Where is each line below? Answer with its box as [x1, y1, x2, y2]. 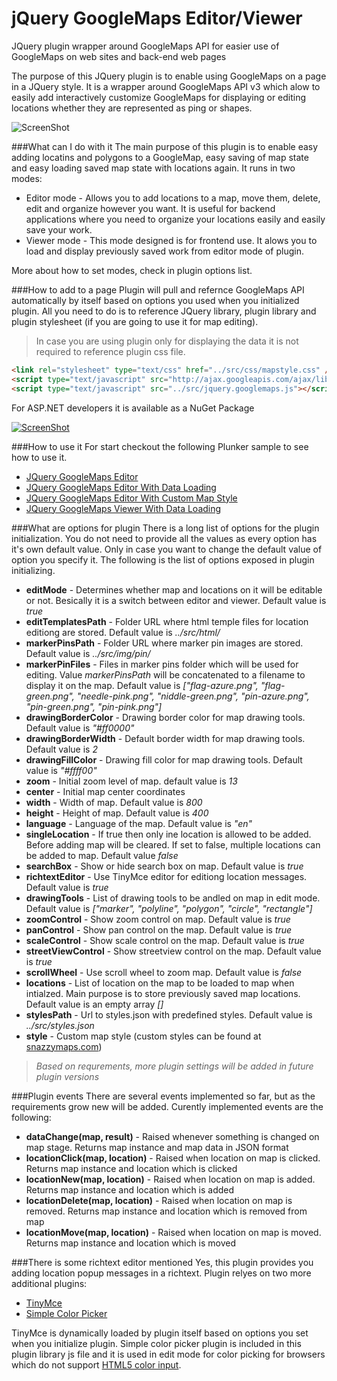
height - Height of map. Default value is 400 [25, 807, 209, 819]
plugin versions [35, 1070, 100, 1082]
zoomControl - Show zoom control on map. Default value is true [25, 913, 291, 925]
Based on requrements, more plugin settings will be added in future [35, 1060, 314, 1072]
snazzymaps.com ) [25, 1040, 103, 1052]
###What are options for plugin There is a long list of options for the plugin [11, 522, 320, 534]
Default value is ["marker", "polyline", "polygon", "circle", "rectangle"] [25, 902, 313, 914]
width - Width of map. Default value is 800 [25, 796, 203, 808]
